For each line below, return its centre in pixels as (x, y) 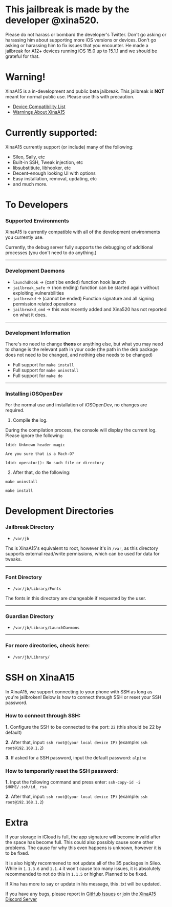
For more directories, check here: (48, 646)
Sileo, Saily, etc (29, 157)
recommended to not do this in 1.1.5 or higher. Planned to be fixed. (76, 874)
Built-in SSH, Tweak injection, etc (48, 162)
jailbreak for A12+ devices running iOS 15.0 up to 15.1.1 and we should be (81, 51)
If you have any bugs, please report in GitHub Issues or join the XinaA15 (81, 894)
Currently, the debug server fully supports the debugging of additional (79, 248)
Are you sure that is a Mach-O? (40, 454)
